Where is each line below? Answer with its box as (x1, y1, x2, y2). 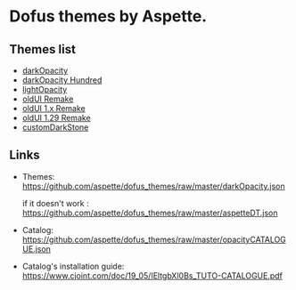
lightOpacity (21, 85, 68, 94)
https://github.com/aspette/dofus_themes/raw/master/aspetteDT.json (21, 207, 278, 218)
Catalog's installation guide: (21, 261, 125, 271)
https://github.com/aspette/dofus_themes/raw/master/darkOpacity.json (21, 181, 285, 191)
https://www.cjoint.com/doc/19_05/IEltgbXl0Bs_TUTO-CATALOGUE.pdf (21, 270, 284, 281)
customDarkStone (21, 122, 89, 133)
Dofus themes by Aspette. (9, 6, 208, 27)
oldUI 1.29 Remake (21, 113, 91, 123)
